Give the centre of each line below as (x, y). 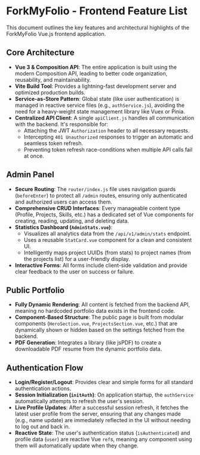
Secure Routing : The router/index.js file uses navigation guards (95, 189)
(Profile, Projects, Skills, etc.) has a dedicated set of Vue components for (104, 214)
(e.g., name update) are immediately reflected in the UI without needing (103, 420)
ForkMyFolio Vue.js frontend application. (56, 33)
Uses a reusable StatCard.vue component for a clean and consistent (108, 239)
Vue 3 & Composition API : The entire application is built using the (96, 67)
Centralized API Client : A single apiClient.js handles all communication (104, 118)
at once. (34, 156)
